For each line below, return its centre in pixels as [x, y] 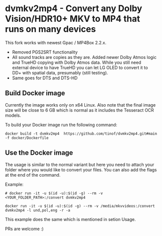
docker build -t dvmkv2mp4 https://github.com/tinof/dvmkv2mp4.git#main [81, 134]
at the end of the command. [33, 175]
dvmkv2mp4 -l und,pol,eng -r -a [38, 210]
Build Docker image [35, 93]
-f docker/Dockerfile [27, 138]
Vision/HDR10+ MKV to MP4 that [73, 19]
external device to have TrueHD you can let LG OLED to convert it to [80, 67]
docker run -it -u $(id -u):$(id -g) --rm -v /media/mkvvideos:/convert [80, 206]
